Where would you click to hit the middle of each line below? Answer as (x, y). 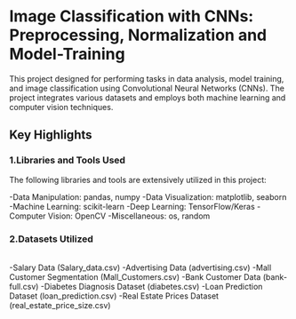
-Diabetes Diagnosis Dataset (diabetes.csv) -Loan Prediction (152, 286)
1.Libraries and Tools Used (68, 160)
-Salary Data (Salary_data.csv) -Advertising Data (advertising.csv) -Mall (140, 267)
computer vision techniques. (61, 107)
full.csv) (24, 286)
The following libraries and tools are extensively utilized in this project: (138, 179)
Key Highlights (51, 135)
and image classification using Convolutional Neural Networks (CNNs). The (147, 88)
